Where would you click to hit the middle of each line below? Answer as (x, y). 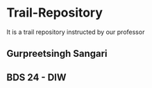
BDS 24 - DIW (36, 77)
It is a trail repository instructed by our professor (76, 32)
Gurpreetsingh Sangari (57, 54)
